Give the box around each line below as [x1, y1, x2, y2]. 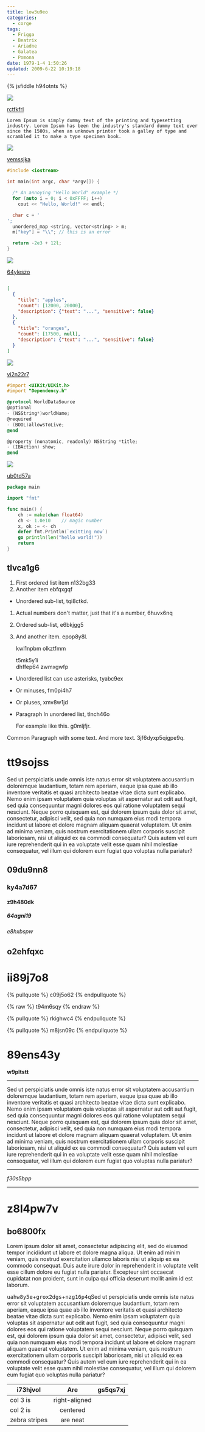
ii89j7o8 [7, 971, 49, 985]
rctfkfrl [7, 106, 24, 113]
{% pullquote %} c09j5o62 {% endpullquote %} [7, 991, 127, 999]
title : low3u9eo [7, 9, 48, 15]
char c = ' [12, 212, 40, 218]
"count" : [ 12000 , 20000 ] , [18, 302, 84, 309]
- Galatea [12, 49, 37, 55]
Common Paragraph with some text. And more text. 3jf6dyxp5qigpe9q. [7, 734, 185, 741]
